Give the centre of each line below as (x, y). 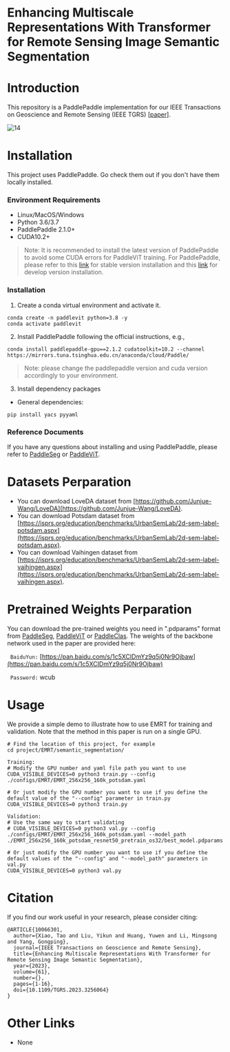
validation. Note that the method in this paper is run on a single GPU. (104, 731)
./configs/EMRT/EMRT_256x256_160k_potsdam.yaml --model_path (97, 834)
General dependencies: (50, 402)
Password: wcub (33, 677)
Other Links (41, 1023)
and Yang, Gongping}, (38, 942)
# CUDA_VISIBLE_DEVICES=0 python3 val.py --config (81, 828)
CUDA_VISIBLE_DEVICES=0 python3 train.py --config (81, 774)
